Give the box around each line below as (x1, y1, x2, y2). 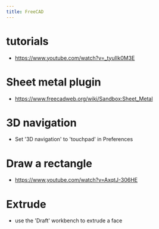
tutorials (6, 34, 49, 48)
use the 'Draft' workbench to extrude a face (14, 217, 123, 224)
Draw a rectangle (6, 157, 92, 170)
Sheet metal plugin (6, 75, 101, 88)
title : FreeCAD (6, 8, 44, 15)
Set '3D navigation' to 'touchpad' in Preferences (14, 136, 133, 143)
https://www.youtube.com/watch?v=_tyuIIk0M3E (14, 54, 135, 62)
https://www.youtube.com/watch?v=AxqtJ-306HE (14, 176, 138, 184)
